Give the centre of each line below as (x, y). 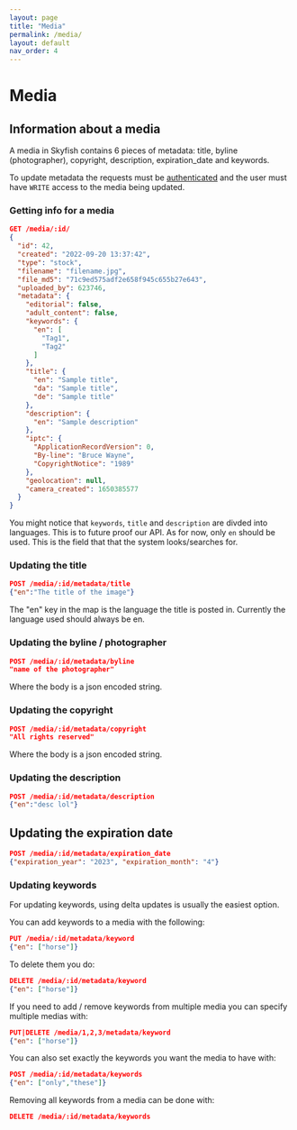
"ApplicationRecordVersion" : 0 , (94, 447)
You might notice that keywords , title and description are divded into (139, 523)
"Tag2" (54, 346)
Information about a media (85, 128)
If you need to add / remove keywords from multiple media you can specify (148, 1007)
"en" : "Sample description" (86, 422)
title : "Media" (38, 26)
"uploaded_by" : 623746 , (62, 288)
